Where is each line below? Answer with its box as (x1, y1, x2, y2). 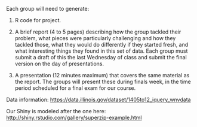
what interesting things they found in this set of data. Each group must (14, 47, 188, 55)
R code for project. (14, 17, 61, 23)
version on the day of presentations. (14, 60, 104, 67)
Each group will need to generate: (6, 5, 90, 12)
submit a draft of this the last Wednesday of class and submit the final (14, 54, 187, 61)
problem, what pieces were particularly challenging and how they (14, 35, 176, 41)
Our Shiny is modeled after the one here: (6, 108, 106, 114)
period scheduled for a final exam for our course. (14, 84, 136, 92)
